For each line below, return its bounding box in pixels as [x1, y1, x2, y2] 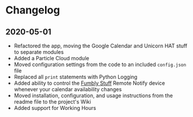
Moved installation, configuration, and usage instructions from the [13, 92, 173, 99]
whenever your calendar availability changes [13, 86, 122, 92]
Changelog [5, 4, 60, 17]
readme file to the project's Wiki [13, 98, 91, 105]
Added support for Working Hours [13, 105, 96, 111]
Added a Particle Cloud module [13, 55, 89, 61]
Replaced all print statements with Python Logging [13, 74, 138, 80]
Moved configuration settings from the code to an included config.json [13, 61, 187, 68]
